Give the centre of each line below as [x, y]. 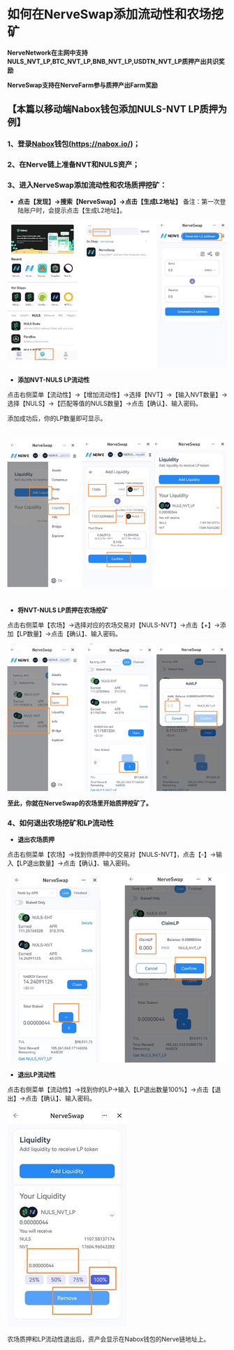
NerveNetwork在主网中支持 [48, 53]
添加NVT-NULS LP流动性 [53, 380]
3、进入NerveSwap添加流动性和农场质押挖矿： [87, 185]
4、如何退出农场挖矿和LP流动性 [60, 822]
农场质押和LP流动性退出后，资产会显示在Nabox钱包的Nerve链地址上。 [109, 1339]
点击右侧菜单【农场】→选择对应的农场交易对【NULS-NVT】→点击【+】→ [114, 625]
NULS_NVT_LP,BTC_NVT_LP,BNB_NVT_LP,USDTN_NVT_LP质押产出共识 [113, 61]
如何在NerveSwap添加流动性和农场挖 [115, 14]
